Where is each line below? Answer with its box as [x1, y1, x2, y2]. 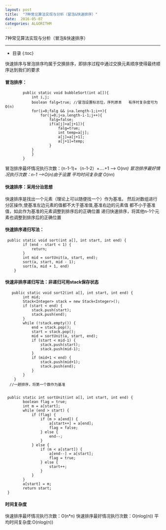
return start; [23, 486, 52, 491]
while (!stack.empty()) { [23, 321, 76, 326]
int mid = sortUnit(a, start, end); [23, 255, 98, 260]
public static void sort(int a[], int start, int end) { [7, 238, 127, 243]
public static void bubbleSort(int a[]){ [23, 90, 109, 95]
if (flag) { [31, 412, 56, 417]
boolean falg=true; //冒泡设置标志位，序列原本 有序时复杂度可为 [31, 100, 158, 105]
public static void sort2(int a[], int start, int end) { [11, 290, 133, 295]
